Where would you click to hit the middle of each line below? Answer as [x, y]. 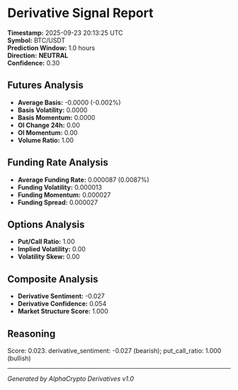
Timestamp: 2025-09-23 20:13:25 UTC [65, 33]
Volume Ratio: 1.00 [46, 140]
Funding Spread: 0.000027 [57, 202]
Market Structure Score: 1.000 [63, 311]
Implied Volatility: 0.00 [52, 249]
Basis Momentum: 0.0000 [56, 117]
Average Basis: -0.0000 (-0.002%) [69, 102]
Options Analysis [46, 224]
